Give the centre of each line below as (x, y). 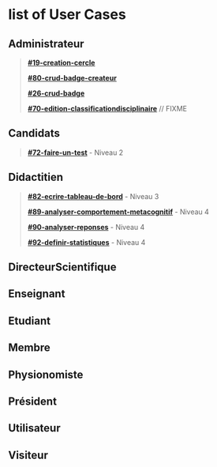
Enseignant (37, 294)
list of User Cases (67, 15)
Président (33, 401)
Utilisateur (34, 428)
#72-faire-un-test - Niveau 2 (75, 153)
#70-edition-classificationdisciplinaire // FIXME (107, 109)
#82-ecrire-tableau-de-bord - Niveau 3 (93, 196)
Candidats (34, 133)
